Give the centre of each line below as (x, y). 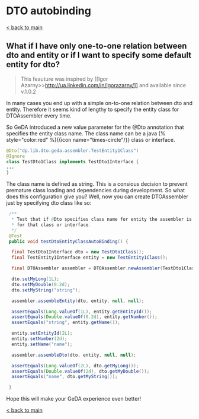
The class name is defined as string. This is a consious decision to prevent (97, 184)
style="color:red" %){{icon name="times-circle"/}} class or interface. (91, 139)
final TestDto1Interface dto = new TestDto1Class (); (78, 252)
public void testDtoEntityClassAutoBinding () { (68, 242)
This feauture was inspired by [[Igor (64, 79)
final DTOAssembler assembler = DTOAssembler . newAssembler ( (87, 268)
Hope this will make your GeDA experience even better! (74, 399)
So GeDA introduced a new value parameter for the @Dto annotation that (95, 127)
